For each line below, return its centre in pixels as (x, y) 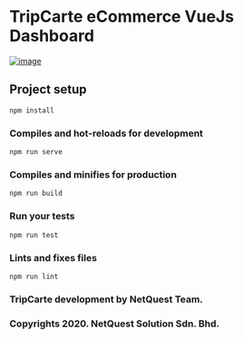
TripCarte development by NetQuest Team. (107, 299)
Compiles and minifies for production (93, 174)
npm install (32, 111)
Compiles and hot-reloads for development (107, 133)
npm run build (36, 194)
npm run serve (36, 152)
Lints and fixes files (53, 257)
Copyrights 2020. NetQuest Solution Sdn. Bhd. (115, 324)
